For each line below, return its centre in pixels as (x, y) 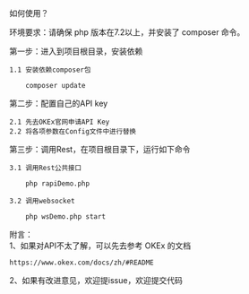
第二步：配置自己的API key (59, 103)
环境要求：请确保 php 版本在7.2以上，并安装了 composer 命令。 (127, 32)
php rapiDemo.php (58, 184)
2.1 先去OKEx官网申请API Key (60, 122)
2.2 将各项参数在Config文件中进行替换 (73, 132)
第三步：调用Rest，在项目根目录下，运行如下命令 (100, 149)
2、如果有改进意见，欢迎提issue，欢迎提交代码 (96, 280)
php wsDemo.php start (65, 217)
